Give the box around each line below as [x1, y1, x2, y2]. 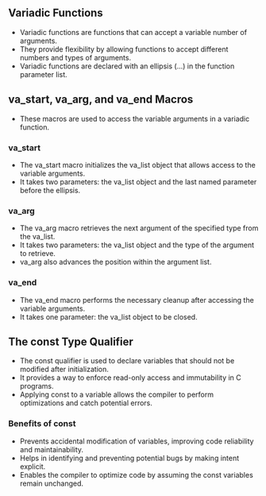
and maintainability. [19, 444, 84, 454]
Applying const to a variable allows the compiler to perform [19, 389, 214, 400]
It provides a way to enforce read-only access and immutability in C [19, 373, 242, 382]
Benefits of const [8, 418, 76, 429]
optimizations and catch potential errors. [19, 398, 153, 408]
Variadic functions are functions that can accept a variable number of [19, 27, 248, 37]
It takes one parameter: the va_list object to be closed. [19, 312, 198, 321]
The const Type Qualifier [8, 335, 133, 348]
